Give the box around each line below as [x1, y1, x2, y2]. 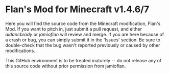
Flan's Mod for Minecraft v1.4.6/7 [5, 4, 150, 15]
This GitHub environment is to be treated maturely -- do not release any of [5, 57, 162, 63]
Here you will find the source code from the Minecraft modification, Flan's [5, 20, 161, 27]
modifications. [5, 47, 36, 54]
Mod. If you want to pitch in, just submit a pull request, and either [5, 26, 142, 32]
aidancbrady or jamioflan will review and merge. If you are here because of [5, 31, 164, 37]
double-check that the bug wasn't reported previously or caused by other [5, 42, 160, 48]
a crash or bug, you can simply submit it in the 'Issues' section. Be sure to [5, 37, 161, 43]
